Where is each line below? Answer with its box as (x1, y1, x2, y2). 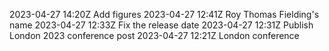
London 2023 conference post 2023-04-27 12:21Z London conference (9, 30, 300, 41)
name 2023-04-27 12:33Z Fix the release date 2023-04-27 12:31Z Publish (9, 19, 314, 31)
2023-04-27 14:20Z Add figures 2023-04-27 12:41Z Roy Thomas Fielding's (9, 9, 320, 20)
